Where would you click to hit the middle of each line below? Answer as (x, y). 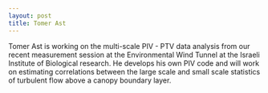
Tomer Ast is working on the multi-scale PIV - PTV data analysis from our (129, 46)
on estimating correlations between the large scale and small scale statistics (134, 71)
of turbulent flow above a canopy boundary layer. (90, 80)
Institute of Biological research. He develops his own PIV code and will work (134, 63)
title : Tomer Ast (37, 23)
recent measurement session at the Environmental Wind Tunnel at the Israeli (134, 55)
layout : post (30, 16)
